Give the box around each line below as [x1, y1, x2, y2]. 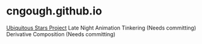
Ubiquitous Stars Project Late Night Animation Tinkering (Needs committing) [6, 24, 197, 31]
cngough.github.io [6, 4, 102, 18]
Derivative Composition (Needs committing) [6, 30, 116, 37]
